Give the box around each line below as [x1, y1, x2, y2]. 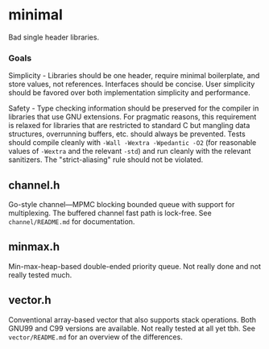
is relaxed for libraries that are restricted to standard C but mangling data [8, 121, 250, 131]
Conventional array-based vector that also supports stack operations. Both [8, 314, 256, 324]
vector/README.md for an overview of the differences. [8, 332, 183, 342]
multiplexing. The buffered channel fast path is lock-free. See [8, 208, 212, 218]
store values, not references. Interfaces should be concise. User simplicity [8, 79, 255, 89]
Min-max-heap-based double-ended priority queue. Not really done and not [8, 261, 262, 271]
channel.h [8, 178, 60, 192]
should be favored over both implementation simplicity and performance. [8, 88, 251, 98]
